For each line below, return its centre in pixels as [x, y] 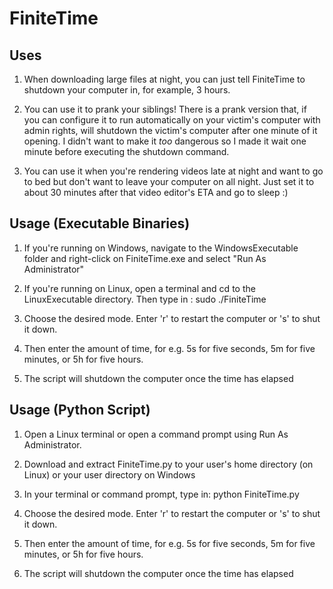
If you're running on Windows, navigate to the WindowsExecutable [161, 248]
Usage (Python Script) [80, 410]
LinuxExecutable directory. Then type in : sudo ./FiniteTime [145, 299]
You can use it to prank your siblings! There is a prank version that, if [165, 109]
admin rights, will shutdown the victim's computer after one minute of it [170, 130]
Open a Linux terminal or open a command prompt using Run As [156, 434]
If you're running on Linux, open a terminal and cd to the [139, 288]
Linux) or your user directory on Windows [109, 474]
